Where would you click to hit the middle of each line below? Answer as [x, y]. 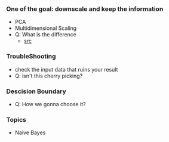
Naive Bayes [30, 132]
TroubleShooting [31, 57]
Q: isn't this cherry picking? [49, 76]
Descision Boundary [36, 91]
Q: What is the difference [45, 35]
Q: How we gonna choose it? [50, 104]
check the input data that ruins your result [66, 69]
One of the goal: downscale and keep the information [85, 9]
